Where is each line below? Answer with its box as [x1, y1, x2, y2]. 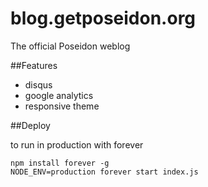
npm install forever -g [10, 158, 110, 168]
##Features [10, 59, 58, 71]
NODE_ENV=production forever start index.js [10, 167, 199, 177]
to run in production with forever [10, 138, 144, 151]
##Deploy [10, 119, 51, 131]
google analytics [24, 89, 94, 101]
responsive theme [24, 100, 100, 112]
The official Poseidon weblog [10, 40, 131, 52]
